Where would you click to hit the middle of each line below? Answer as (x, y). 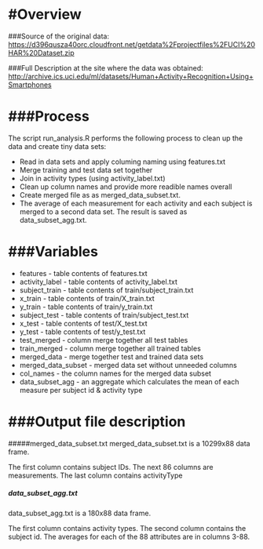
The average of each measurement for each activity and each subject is (136, 203)
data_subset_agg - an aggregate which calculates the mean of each (129, 381)
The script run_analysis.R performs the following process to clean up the (126, 138)
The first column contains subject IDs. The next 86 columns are (111, 467)
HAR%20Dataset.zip (41, 53)
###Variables (53, 252)
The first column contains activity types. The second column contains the (127, 528)
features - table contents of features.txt (83, 273)
